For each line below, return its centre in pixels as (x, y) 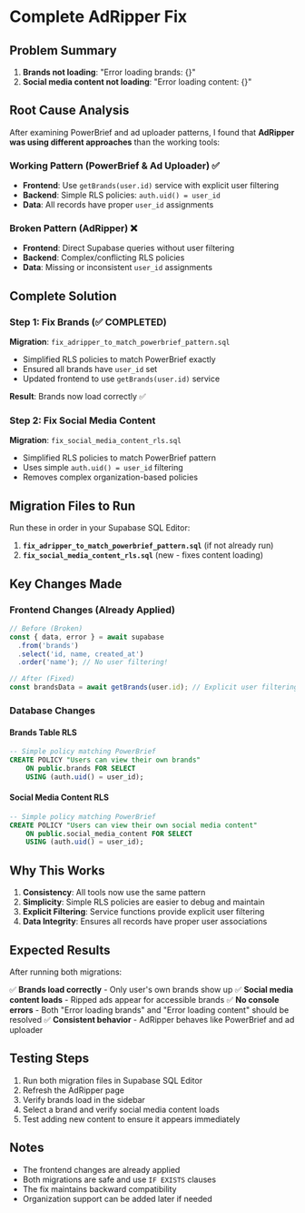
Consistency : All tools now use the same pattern (114, 893)
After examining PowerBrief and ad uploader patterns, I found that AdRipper (152, 132)
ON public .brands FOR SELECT (81, 768)
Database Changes (52, 710)
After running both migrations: (66, 972)
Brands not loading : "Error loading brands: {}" (109, 72)
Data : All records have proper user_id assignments (118, 205)
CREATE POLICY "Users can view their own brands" (105, 760)
